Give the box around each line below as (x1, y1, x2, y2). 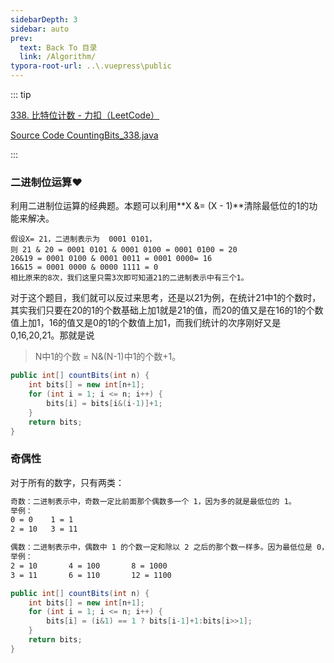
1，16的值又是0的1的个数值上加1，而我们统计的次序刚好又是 (36, 317, 282, 329)
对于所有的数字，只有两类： (10, 476, 125, 488)
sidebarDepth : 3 (10, 14, 78, 25)
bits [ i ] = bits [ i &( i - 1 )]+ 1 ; (46, 398, 163, 408)
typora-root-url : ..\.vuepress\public (10, 61, 172, 71)
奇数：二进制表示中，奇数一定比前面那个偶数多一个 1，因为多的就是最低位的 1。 (10, 496, 297, 506)
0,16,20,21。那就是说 (10, 329, 95, 341)
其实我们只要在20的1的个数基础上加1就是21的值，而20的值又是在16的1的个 (10, 304, 315, 316)
